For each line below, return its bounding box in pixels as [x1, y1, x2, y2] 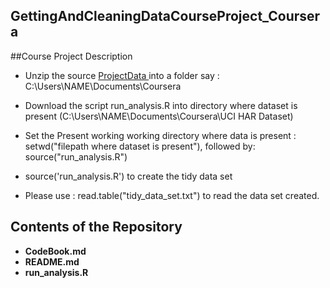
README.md [24, 255, 80, 268]
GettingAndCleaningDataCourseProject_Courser [10, 8, 321, 25]
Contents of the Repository [10, 219, 183, 236]
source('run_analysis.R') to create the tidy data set [24, 170, 233, 182]
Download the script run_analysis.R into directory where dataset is [24, 99, 298, 111]
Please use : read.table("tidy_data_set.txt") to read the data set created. [24, 189, 320, 201]
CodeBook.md [24, 245, 87, 257]
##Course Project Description [10, 50, 133, 62]
